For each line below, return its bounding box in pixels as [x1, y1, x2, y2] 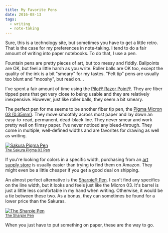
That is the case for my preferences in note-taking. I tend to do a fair [5, 45, 147, 51]
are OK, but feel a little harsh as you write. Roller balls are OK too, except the [5, 66, 163, 72]
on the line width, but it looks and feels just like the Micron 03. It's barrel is [5, 182, 159, 188]
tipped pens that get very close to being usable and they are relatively [5, 91, 149, 97]
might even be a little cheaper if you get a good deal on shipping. [5, 167, 139, 173]
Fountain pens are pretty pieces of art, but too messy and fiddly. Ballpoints [5, 60, 159, 66]
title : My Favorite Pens [5, 7, 57, 13]
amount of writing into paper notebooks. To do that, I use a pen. [5, 51, 137, 57]
